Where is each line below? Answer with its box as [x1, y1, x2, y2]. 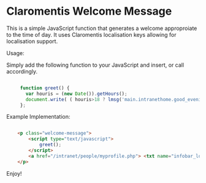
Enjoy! [6, 170, 23, 177]
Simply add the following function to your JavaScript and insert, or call [6, 61, 185, 69]
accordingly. [6, 67, 38, 75]
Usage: [6, 49, 25, 56]
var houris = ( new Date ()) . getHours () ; [25, 91, 128, 97]
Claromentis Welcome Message [6, 4, 172, 18]
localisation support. [6, 37, 58, 45]
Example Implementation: [6, 113, 71, 121]
